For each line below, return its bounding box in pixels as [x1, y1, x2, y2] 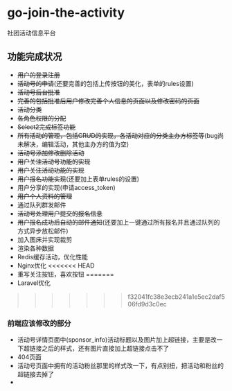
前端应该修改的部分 [7, 318, 71, 328]
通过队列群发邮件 [17, 200, 66, 209]
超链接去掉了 [17, 370, 54, 379]
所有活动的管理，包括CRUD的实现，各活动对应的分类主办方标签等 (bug [17, 131, 218, 139]
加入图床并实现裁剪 [17, 235, 73, 243]
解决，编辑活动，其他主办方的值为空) [23, 140, 130, 148]
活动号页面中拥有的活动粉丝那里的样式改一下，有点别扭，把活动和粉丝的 [17, 362, 224, 370]
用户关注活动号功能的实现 [17, 157, 91, 166]
